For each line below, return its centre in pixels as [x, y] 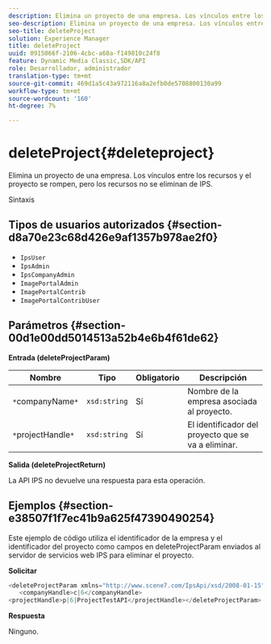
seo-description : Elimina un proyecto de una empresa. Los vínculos [126, 23]
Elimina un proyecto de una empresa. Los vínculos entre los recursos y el [130, 175]
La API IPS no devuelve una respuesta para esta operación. [107, 480]
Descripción [223, 377]
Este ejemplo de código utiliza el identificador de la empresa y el [116, 537]
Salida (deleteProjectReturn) [57, 465]
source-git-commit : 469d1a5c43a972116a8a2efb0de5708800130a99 [115, 83]
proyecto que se [218, 435]
